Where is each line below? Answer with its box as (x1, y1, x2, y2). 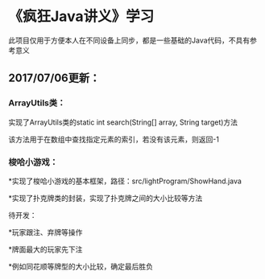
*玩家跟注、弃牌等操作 (8, 227, 83, 237)
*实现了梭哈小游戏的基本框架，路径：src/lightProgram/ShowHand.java (8, 176, 242, 186)
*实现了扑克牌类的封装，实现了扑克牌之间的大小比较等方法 (8, 193, 203, 203)
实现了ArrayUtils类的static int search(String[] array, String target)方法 (8, 117, 238, 127)
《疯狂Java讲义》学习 (8, 7, 155, 26)
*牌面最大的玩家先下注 (8, 244, 83, 254)
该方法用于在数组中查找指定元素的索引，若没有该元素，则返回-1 (8, 134, 220, 144)
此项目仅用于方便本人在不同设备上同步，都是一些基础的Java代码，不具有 (8, 35, 251, 45)
